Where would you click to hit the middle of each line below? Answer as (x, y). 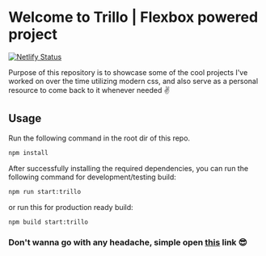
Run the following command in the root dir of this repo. (99, 138)
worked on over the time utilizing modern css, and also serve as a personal (133, 81)
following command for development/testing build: (92, 177)
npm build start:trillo (49, 222)
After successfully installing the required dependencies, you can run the (129, 168)
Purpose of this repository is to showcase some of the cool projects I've (128, 72)
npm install (28, 153)
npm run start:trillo (45, 191)
